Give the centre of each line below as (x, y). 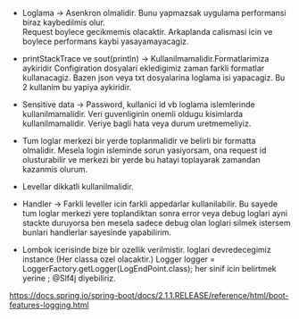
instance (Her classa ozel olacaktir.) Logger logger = (119, 259)
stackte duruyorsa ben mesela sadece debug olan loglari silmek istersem (156, 223)
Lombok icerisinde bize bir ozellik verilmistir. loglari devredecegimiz (146, 250)
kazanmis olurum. (55, 169)
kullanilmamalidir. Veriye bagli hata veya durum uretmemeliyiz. (137, 123)
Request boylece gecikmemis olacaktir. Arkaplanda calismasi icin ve (147, 32)
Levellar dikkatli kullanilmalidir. (78, 186)
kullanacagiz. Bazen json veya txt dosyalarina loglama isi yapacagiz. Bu (154, 78)
